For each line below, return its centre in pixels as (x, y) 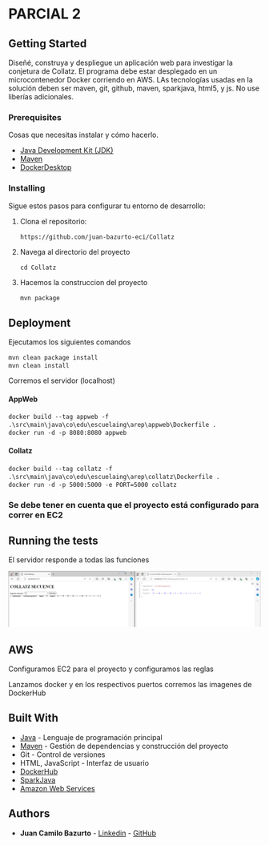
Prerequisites (35, 117)
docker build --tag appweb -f (59, 417)
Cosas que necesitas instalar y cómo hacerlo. (83, 135)
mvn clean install (39, 366)
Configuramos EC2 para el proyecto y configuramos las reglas (111, 669)
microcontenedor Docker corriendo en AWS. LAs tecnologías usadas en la (131, 80)
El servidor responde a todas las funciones (79, 560)
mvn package (40, 298)
